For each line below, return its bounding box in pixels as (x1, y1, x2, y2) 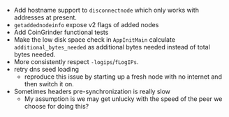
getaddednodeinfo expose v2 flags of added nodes (13, 21, 159, 29)
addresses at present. (13, 13, 77, 22)
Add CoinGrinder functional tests (13, 28, 109, 36)
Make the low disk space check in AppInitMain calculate (13, 36, 176, 44)
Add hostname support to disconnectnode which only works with (13, 6, 199, 14)
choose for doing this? (24, 102, 89, 110)
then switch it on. (24, 80, 75, 88)
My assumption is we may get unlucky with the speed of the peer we (24, 95, 223, 103)
